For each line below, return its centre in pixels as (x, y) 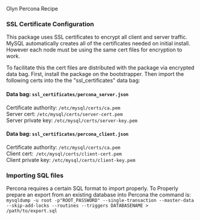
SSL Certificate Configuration (50, 24)
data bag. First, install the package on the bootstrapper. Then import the (95, 74)
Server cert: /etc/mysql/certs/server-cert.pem (64, 114)
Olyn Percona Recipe (32, 9)
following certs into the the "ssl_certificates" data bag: (73, 81)
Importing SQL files (35, 175)
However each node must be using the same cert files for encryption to (94, 50)
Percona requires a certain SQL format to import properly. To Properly (92, 188)
